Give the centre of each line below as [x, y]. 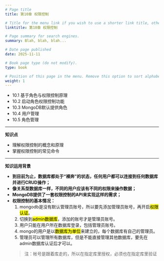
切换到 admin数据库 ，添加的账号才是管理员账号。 [68, 219]
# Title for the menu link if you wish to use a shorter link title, [77, 23]
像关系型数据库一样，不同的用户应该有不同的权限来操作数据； [74, 189]
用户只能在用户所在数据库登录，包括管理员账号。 [69, 225]
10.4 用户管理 [25, 114]
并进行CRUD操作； [31, 182]
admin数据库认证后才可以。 [47, 243]
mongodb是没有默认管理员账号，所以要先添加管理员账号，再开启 [85, 207]
